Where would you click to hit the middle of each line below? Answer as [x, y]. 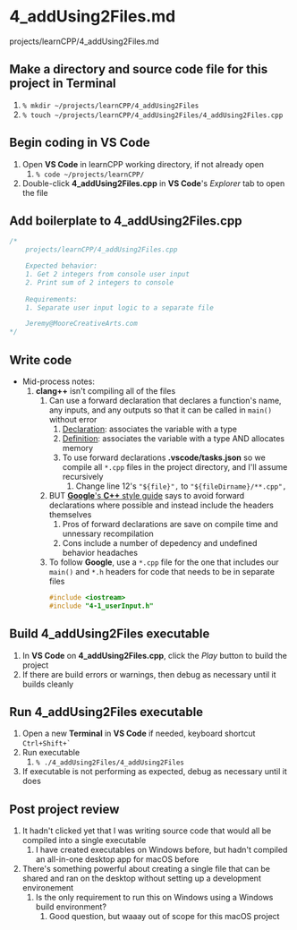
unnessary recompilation [108, 533]
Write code [41, 360]
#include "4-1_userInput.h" [101, 606]
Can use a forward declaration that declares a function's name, [165, 400]
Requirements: [51, 299]
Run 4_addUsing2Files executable [106, 712]
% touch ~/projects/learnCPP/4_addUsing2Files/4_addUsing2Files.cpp [153, 115]
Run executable [51, 753]
